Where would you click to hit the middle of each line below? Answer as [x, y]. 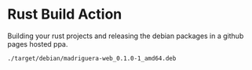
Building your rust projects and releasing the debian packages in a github [126, 36]
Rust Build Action [65, 14]
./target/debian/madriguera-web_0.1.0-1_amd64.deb [92, 58]
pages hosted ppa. [38, 44]
